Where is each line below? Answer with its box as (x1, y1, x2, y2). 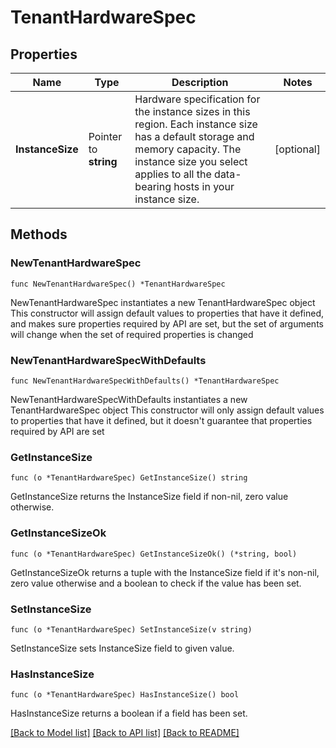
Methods (10, 226, 68, 243)
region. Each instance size (134, 117, 258, 131)
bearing (134, 180, 172, 193)
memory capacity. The (134, 142, 242, 156)
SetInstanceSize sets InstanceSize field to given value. (10, 642, 235, 654)
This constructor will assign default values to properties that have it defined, (10, 307, 325, 319)
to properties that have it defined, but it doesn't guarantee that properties (10, 414, 313, 426)
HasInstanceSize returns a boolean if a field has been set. (10, 707, 248, 720)
